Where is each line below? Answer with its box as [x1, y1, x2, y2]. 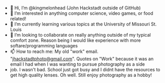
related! [10, 16, 26, 21]
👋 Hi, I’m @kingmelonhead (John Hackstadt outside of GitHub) [10, 5, 141, 11]
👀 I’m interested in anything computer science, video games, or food [10, 10, 153, 16]
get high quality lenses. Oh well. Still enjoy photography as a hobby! [10, 72, 152, 78]
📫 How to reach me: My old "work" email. [10, 48, 99, 54]
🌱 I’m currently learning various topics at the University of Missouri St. [10, 21, 157, 27]
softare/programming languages [10, 43, 78, 48]
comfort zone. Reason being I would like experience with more [10, 37, 141, 43]
